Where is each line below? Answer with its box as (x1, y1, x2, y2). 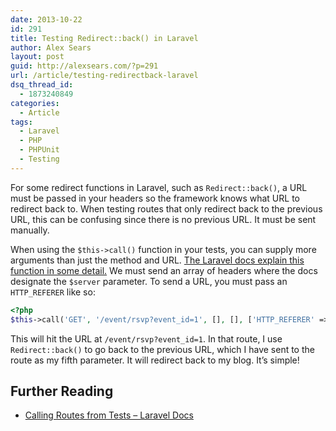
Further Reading (10, 382, 114, 400)
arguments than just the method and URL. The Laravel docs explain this (10, 254, 305, 266)
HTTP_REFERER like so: (10, 286, 96, 298)
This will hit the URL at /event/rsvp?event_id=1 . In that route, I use (10, 332, 283, 345)
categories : (10, 98, 60, 108)
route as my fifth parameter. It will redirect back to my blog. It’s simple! (10, 354, 300, 366)
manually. (10, 224, 50, 236)
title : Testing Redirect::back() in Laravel (10, 33, 199, 43)
